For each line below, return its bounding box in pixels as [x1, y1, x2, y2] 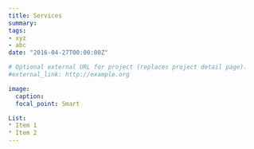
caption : [15, 92, 45, 100]
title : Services [8, 11, 62, 20]
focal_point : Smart [15, 100, 80, 108]
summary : [8, 19, 37, 27]
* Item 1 [8, 121, 37, 130]
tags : [8, 26, 26, 34]
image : [8, 84, 30, 92]
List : [8, 114, 26, 122]
